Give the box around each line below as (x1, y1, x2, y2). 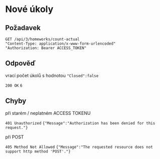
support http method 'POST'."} (5, 149, 71, 154)
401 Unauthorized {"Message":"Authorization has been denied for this (5, 120, 155, 126)
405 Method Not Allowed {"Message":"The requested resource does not (5, 144, 153, 149)
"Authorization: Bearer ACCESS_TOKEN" (5, 46, 87, 51)
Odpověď (5, 59, 36, 68)
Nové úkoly (5, 4, 54, 15)
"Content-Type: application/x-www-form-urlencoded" (5, 41, 116, 46)
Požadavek (5, 24, 41, 32)
